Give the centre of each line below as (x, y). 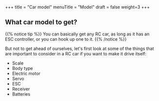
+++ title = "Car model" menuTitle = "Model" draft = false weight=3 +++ (77, 7)
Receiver (21, 89)
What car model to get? (41, 22)
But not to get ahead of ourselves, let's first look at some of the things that (79, 49)
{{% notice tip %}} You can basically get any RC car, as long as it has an (77, 34)
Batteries (21, 94)
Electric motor (26, 73)
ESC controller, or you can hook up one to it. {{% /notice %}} (66, 39)
